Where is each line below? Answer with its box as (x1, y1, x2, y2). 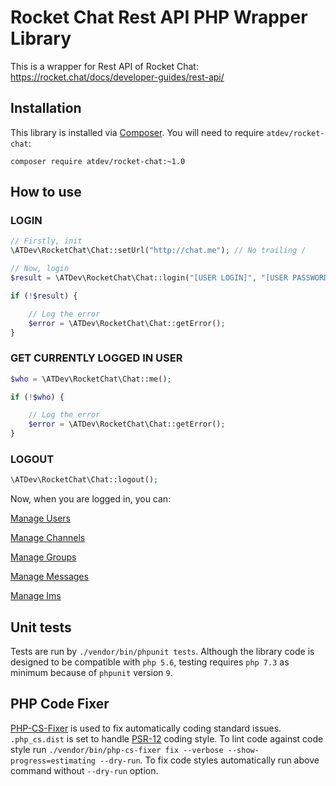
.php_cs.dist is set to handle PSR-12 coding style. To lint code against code (10, 732, 324, 745)
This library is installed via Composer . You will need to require (10, 126, 265, 138)
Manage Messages (10, 571, 89, 583)
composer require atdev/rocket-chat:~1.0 (10, 156, 186, 166)
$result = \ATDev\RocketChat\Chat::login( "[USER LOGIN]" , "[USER (10, 273, 288, 283)
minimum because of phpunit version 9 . (10, 667, 173, 679)
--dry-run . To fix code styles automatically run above (99, 754, 320, 766)
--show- (227, 745, 260, 755)
